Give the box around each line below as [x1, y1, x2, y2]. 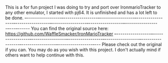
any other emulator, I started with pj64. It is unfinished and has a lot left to [5, 9, 157, 15]
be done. [5, 15, 24, 20]
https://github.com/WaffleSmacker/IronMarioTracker [5, 31, 113, 36]
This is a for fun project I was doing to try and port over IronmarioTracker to [5, 4, 161, 10]
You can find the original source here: [31, 25, 109, 31]
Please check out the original [102, 41, 162, 47]
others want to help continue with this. [5, 52, 84, 58]
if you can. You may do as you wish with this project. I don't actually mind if [5, 47, 161, 52]
